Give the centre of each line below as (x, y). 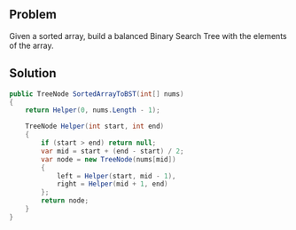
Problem (33, 15)
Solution (33, 73)
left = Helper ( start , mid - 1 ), (116, 176)
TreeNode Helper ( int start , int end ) (95, 127)
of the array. (32, 45)
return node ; (65, 201)
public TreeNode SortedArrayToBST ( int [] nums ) (97, 94)
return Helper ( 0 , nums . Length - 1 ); (93, 110)
